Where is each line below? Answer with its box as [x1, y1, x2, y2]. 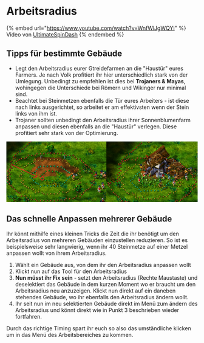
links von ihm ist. [15, 109, 58, 117]
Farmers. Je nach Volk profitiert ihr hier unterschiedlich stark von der [15, 71, 188, 78]
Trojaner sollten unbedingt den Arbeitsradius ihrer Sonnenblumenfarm [15, 116, 191, 123]
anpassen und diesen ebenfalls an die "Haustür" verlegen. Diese [15, 123, 177, 130]
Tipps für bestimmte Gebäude [6, 49, 123, 59]
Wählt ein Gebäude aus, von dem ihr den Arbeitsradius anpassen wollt [15, 261, 191, 268]
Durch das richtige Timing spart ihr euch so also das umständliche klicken [6, 324, 191, 332]
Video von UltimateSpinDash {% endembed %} [6, 30, 124, 38]
